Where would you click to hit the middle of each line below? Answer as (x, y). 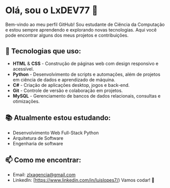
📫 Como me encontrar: (43, 160)
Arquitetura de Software (38, 138)
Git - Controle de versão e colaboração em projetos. (68, 90)
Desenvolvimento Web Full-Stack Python (56, 133)
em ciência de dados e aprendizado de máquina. (64, 80)
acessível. (23, 69)
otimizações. (26, 101)
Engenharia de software (38, 143)
